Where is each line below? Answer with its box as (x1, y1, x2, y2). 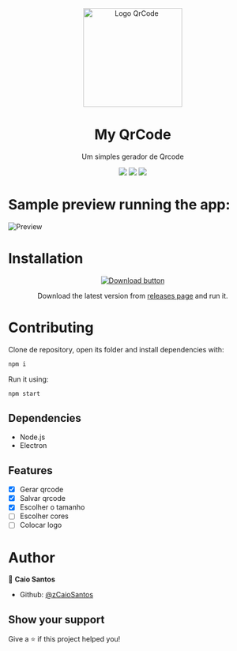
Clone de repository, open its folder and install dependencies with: (8, 344, 224, 354)
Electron (19, 441, 47, 450)
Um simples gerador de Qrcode (81, 152, 184, 161)
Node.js (19, 432, 46, 442)
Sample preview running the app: (8, 196, 231, 214)
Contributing (8, 319, 94, 337)
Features (8, 464, 53, 477)
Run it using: (8, 374, 49, 384)
